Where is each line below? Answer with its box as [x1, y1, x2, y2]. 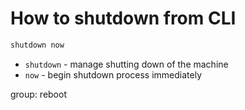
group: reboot [10, 88, 67, 100]
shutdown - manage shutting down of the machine [24, 58, 229, 70]
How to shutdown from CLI [10, 7, 237, 30]
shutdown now [10, 40, 65, 50]
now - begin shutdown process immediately [24, 68, 203, 81]
